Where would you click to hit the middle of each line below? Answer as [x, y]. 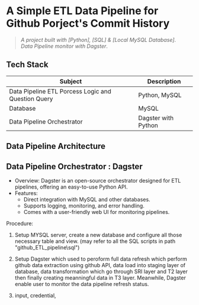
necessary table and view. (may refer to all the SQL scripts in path [95, 241]
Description [164, 81]
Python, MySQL [160, 95]
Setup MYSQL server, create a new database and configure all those [98, 235]
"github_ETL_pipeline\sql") [47, 247]
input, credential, [35, 295]
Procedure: [20, 223]
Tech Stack [27, 65]
